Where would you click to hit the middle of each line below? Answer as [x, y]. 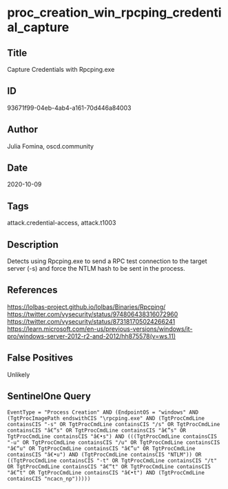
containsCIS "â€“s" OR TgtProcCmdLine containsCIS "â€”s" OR [97, 430]
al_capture [38, 27]
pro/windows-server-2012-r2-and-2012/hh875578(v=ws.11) [92, 336]
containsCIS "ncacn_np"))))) [49, 479]
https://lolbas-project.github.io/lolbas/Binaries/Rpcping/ [86, 307]
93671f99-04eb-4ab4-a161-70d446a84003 [69, 108]
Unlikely [19, 374]
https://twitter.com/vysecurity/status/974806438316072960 [93, 314]
